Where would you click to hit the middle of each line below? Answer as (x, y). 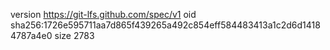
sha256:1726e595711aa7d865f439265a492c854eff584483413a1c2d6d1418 (165, 25)
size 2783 (74, 35)
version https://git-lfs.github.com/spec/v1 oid (103, 14)
